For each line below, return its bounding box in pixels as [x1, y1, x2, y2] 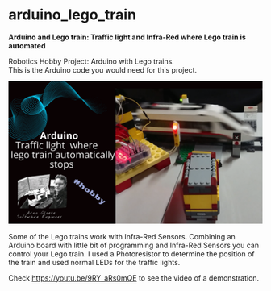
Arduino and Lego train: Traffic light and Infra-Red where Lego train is [8, 32, 246, 42]
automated [8, 40, 46, 50]
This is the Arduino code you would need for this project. [8, 64, 198, 74]
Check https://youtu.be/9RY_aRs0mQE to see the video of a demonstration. [8, 273, 260, 283]
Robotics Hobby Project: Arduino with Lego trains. [8, 56, 175, 66]
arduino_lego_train [8, 6, 137, 24]
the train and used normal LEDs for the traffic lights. [8, 258, 181, 268]
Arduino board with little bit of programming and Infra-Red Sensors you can [8, 240, 260, 251]
